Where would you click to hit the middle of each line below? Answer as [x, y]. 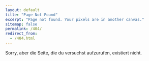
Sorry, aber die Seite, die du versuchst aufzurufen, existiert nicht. [74, 53]
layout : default [22, 10]
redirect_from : [21, 34]
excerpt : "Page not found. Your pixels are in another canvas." [75, 19]
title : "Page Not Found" [32, 15]
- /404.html [23, 39]
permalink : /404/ [24, 29]
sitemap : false [21, 24]
